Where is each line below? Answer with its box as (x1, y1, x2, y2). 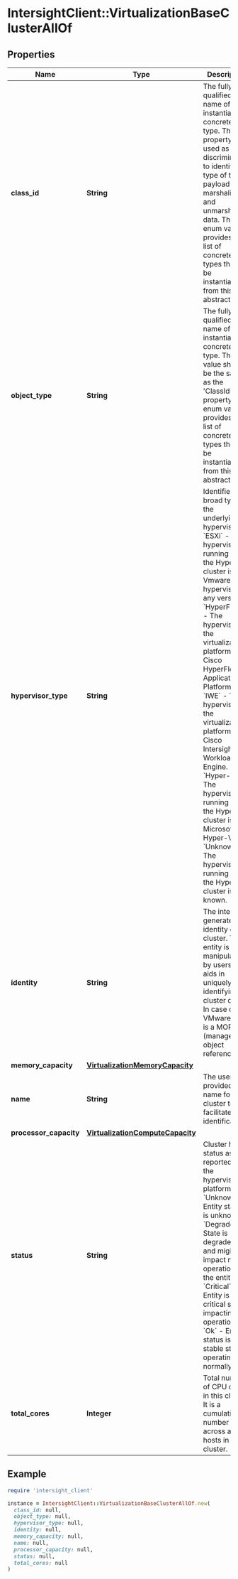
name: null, (13, 1539, 50, 1546)
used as (203, 144, 229, 153)
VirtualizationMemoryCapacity (86, 1060, 193, 1070)
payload (203, 179, 230, 189)
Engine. (203, 762, 228, 772)
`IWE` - (203, 691, 228, 701)
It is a (203, 1400, 221, 1409)
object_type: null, (13, 1513, 72, 1520)
